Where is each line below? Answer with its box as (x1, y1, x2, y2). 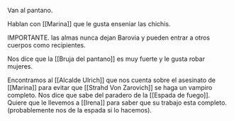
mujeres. (7, 62, 33, 70)
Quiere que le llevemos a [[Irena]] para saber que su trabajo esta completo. (7, 98, 227, 107)
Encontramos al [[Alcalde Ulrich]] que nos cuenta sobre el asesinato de (7, 76, 216, 84)
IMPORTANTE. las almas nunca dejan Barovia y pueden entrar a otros (7, 33, 211, 42)
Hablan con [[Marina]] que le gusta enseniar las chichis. (7, 20, 171, 28)
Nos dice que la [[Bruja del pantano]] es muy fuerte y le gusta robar (7, 54, 206, 63)
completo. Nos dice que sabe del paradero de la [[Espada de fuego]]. (7, 91, 211, 99)
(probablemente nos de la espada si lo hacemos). (7, 106, 152, 114)
